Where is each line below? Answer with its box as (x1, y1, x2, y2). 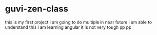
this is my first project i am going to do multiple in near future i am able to (5, 19, 152, 25)
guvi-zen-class (5, 3, 68, 14)
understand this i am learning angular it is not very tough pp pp (5, 24, 132, 30)
